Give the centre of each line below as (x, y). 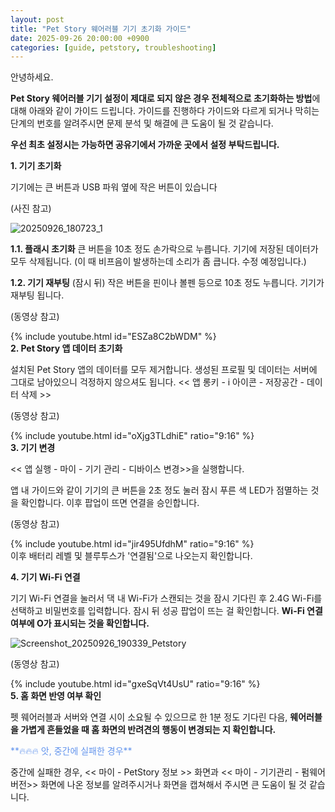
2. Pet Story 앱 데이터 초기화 (66, 348)
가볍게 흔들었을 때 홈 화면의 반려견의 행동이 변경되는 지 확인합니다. (148, 730)
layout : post (37, 19)
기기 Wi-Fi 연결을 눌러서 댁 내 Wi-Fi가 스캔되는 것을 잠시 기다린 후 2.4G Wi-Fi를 (166, 598)
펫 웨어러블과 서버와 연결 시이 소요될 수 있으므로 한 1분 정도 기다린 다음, (149, 717)
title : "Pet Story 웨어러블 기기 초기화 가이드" (101, 29)
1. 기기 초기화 (36, 166)
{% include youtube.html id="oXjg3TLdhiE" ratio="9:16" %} (132, 436)
